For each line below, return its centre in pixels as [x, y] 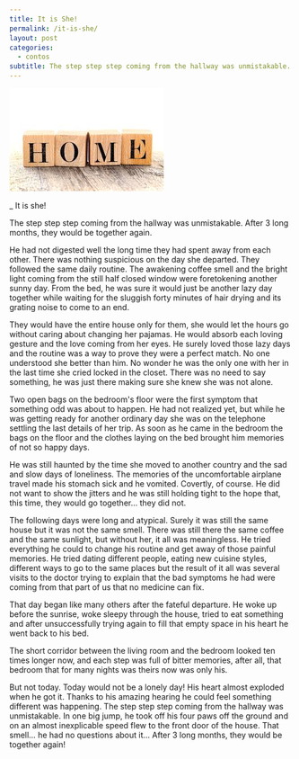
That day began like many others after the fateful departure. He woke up [143, 604]
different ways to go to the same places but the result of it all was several [145, 568]
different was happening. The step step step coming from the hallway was [147, 706]
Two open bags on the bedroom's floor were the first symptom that [134, 399]
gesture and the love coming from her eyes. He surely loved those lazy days [150, 344]
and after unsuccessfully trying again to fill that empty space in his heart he [149, 624]
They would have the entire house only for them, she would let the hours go [149, 325]
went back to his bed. [49, 633]
